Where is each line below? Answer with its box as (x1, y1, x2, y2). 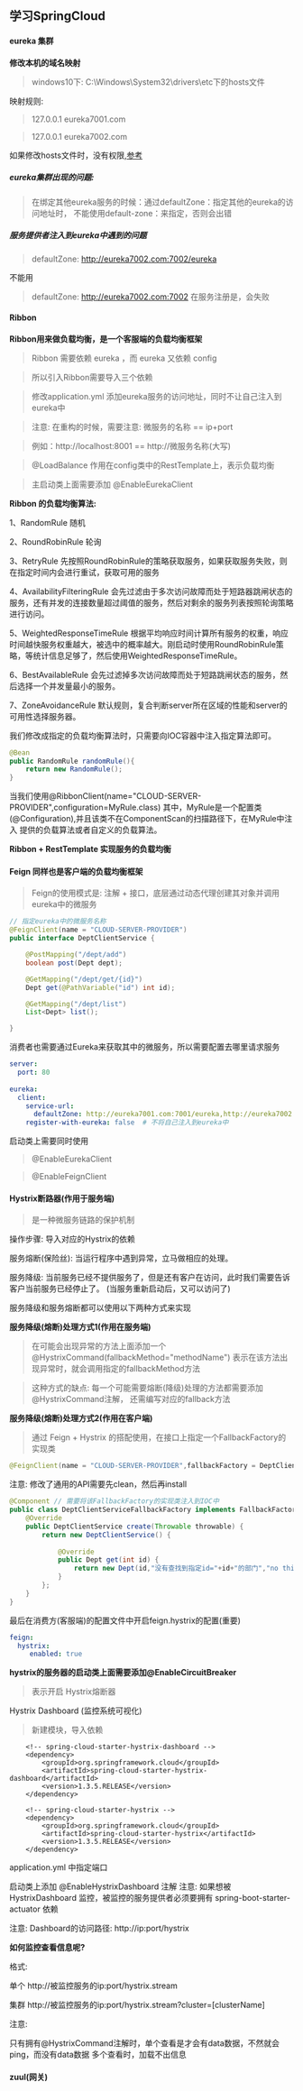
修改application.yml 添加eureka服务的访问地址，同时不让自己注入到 (31, 390, 282, 401)
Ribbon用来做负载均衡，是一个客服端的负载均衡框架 (9, 333, 203, 344)
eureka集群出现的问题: (9, 172, 95, 183)
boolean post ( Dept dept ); (25, 958, 124, 968)
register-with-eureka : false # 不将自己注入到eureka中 (25, 1118, 229, 1127)
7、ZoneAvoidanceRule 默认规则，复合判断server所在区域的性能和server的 (9, 700, 288, 711)
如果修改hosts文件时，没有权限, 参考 (9, 150, 142, 160)
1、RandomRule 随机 (9, 517, 86, 527)
